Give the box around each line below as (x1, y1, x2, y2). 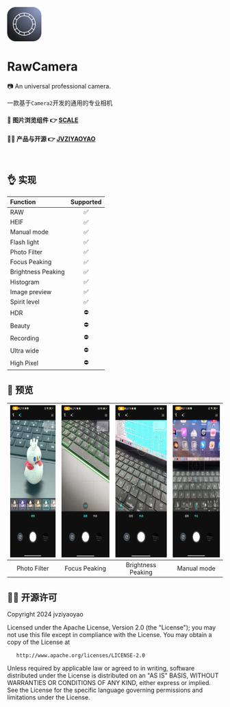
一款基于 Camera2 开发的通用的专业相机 (7, 99, 113, 107)
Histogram (10, 278, 40, 286)
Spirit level (10, 298, 40, 306)
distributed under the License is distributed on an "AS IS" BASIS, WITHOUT (7, 671, 219, 680)
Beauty (10, 322, 31, 330)
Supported (71, 198, 102, 206)
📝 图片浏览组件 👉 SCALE (7, 116, 79, 124)
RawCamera (7, 59, 78, 75)
